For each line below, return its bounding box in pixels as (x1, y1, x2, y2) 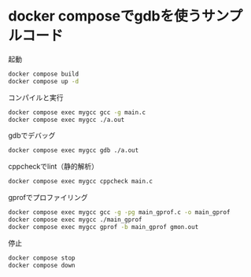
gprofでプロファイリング (8, 193, 88, 202)
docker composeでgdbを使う (8, 7, 202, 25)
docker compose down (8, 261, 76, 269)
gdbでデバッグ (8, 131, 56, 140)
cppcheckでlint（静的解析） (8, 162, 98, 172)
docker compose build (8, 70, 79, 78)
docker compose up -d (8, 77, 79, 85)
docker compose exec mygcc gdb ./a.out (8, 146, 139, 154)
